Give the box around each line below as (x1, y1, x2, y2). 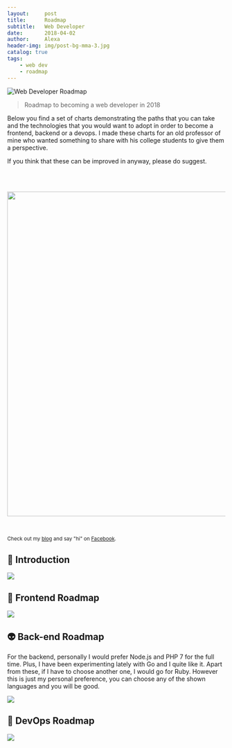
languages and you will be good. (7, 682, 100, 690)
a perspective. (7, 143, 48, 152)
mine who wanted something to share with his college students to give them (7, 136, 224, 144)
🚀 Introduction (7, 553, 71, 565)
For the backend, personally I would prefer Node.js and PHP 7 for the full (7, 652, 215, 661)
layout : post (7, 10, 57, 17)
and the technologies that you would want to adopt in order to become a (7, 121, 213, 130)
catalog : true (7, 49, 48, 56)
